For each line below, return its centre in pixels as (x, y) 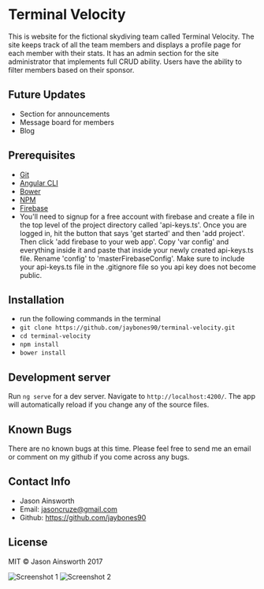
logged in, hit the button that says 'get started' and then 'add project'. (132, 233)
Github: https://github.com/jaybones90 (83, 517)
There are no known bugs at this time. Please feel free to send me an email (130, 448)
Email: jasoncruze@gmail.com (69, 509)
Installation (36, 300)
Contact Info (39, 482)
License (28, 542)
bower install (43, 353)
